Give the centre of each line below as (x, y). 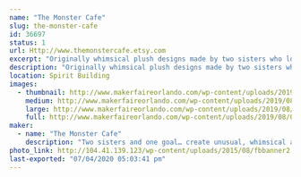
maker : (21, 126)
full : (36, 117)
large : (38, 109)
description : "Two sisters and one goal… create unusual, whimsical (156, 142)
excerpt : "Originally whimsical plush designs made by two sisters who (146, 59)
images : (24, 84)
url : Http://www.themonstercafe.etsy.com (88, 51)
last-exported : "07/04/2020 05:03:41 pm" (88, 159)
